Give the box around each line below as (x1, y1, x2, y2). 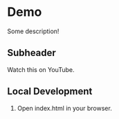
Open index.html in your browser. (17, 104, 112, 112)
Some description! (7, 27, 59, 35)
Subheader (7, 47, 57, 59)
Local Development (7, 86, 93, 98)
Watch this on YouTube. (7, 65, 75, 73)
